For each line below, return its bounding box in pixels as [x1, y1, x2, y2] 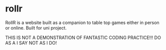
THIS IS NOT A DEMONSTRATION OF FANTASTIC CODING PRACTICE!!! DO [5, 34, 161, 40]
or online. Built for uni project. [5, 24, 67, 30]
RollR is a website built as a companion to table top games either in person [5, 19, 159, 25]
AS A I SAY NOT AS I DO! [5, 39, 57, 45]
